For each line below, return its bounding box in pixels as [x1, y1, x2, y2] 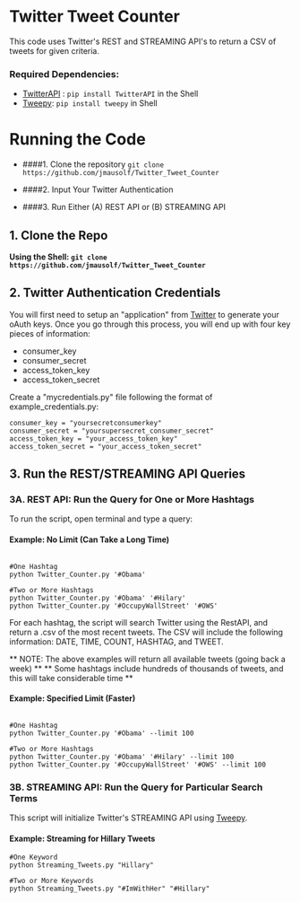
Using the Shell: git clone [9, 251, 107, 262]
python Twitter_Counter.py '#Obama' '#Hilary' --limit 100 [9, 752, 235, 761]
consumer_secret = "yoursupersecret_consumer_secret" [9, 426, 215, 435]
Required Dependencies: [9, 67, 119, 80]
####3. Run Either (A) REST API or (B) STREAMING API [21, 202, 227, 213]
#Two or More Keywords [9, 877, 94, 886]
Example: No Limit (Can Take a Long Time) [9, 534, 170, 545]
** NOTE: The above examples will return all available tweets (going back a [9, 653, 287, 664]
